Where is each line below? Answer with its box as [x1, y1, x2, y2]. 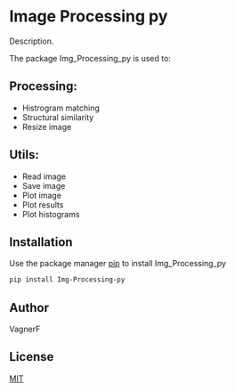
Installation [9, 234, 73, 249]
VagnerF [9, 323, 41, 335]
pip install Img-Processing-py [9, 275, 126, 284]
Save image [21, 180, 66, 191]
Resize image [21, 121, 72, 132]
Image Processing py [9, 6, 168, 27]
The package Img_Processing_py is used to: [9, 53, 172, 63]
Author [9, 300, 49, 315]
